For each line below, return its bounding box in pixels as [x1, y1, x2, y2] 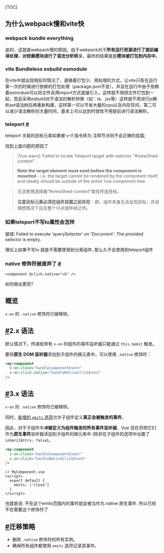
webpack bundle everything [5, 35, 74, 41]
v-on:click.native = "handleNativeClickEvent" [9, 370, 102, 375]
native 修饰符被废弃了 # [5, 260, 61, 267]
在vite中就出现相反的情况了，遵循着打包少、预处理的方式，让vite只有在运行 [5, 77, 158, 83]
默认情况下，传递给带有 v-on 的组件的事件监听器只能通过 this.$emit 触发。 [5, 341, 157, 347]
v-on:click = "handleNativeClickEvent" [9, 456, 87, 461]
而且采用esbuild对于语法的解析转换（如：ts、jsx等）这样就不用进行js [13, 96, 153, 102]
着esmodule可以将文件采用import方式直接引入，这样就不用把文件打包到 [5, 89, 150, 95]
